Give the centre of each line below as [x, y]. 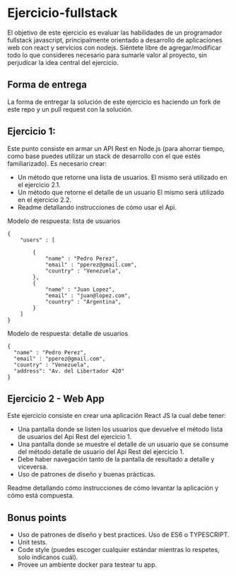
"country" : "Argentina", [83, 301]
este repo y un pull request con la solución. [70, 109]
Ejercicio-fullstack [63, 13]
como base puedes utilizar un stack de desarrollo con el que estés [104, 156]
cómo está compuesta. [41, 496]
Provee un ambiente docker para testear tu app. [87, 565]
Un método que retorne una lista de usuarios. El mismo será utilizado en [122, 177]
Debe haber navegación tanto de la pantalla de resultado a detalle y [116, 460]
